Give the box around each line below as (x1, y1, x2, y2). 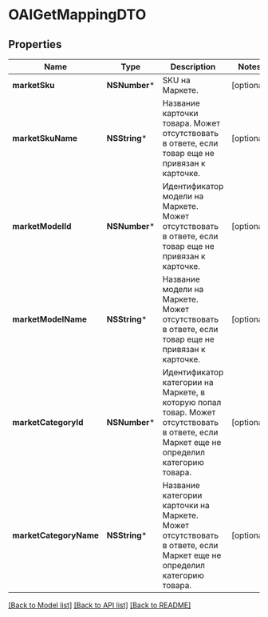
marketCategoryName (12, 530, 100, 541)
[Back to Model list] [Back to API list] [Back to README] (8, 600, 191, 610)
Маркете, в (162, 387, 206, 398)
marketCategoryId (12, 417, 84, 427)
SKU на (162, 74, 191, 86)
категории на (162, 377, 214, 387)
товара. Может (162, 118, 221, 129)
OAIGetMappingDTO (8, 6, 147, 24)
